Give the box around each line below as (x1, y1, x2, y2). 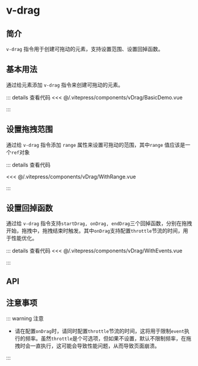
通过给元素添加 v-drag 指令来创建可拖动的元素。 (6, 81, 124, 88)
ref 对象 (11, 149, 30, 156)
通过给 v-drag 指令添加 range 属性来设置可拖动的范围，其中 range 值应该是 (6, 141, 186, 148)
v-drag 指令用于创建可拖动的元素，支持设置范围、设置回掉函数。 (6, 46, 164, 52)
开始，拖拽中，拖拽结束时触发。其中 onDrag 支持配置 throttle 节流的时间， (6, 227, 183, 235)
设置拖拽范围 (6, 124, 53, 134)
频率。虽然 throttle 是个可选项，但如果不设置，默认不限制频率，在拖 (25, 335, 192, 342)
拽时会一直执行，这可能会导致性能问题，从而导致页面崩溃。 (14, 342, 160, 349)
